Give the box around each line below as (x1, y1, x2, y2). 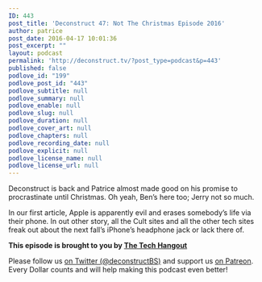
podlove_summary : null (8, 94, 85, 102)
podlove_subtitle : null (8, 86, 89, 95)
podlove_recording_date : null (8, 139, 110, 147)
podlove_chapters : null (8, 131, 89, 139)
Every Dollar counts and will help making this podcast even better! (8, 265, 228, 275)
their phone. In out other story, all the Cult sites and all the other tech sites (8, 217, 255, 226)
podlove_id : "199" (8, 72, 70, 80)
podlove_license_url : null (8, 162, 99, 170)
